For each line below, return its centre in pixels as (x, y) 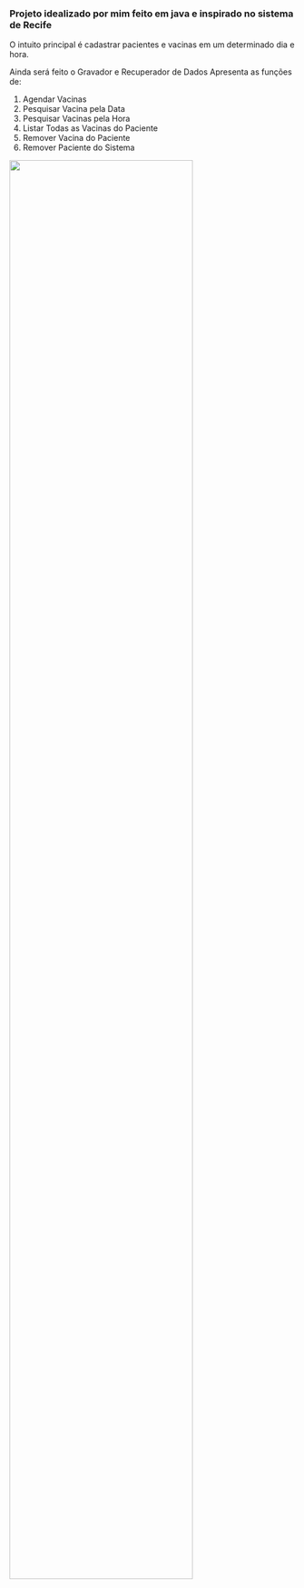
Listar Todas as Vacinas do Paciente (90, 128)
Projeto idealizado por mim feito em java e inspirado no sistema (152, 14)
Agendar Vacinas (54, 99)
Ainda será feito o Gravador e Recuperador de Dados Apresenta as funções (151, 72)
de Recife (31, 25)
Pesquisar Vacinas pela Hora (76, 119)
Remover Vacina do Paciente (76, 138)
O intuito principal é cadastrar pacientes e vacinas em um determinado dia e (152, 45)
